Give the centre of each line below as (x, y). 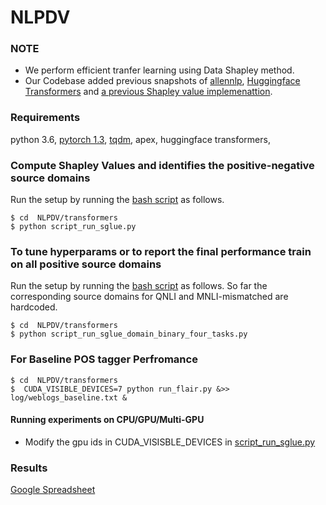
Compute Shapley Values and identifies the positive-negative (162, 165)
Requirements (45, 118)
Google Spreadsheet (53, 490)
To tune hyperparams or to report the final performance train (161, 251)
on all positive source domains (86, 264)
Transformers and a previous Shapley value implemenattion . (148, 92)
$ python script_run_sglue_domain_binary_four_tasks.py (129, 334)
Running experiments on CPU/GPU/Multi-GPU (107, 420)
